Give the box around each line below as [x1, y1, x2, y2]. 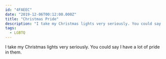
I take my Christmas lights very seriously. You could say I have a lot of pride [5, 44, 160, 50]
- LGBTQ [9, 30, 26, 35]
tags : [5, 26, 16, 31]
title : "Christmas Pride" [5, 16, 59, 21]
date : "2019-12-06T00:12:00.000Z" [5, 12, 77, 17]
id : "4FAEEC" [5, 7, 32, 12]
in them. [5, 49, 22, 55]
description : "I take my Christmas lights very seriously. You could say [5, 21, 162, 26]
